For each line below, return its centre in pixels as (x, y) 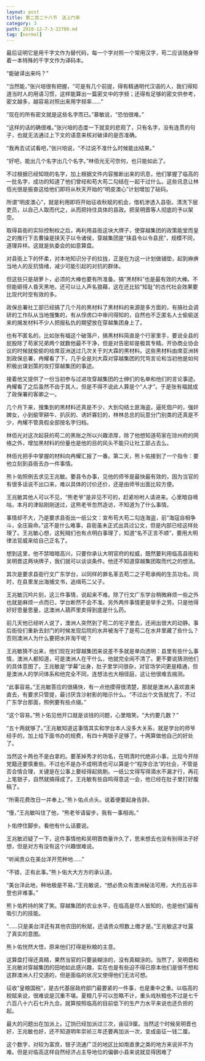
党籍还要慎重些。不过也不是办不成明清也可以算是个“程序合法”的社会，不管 (100, 764)
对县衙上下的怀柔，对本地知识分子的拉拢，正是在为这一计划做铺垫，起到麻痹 (103, 259)
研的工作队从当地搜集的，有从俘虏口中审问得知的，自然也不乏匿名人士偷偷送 (103, 315)
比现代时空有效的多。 (33, 295)
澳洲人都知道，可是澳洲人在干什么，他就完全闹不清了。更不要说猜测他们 (108, 659)
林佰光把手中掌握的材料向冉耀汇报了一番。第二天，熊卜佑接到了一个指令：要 (103, 456)
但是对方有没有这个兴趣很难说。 (57, 846)
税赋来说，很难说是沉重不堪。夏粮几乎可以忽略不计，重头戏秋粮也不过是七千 (103, 996)
